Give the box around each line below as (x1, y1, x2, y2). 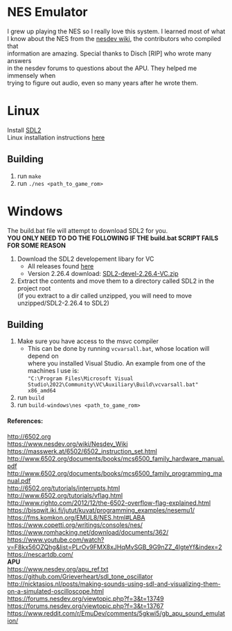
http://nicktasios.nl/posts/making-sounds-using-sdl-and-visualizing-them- (7, 580, 221, 588)
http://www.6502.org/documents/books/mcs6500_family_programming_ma (7, 469, 222, 477)
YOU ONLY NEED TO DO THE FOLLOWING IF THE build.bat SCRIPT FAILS (7, 234, 219, 242)
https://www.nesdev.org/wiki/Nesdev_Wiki (7, 440, 128, 448)
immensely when (7, 71, 56, 80)
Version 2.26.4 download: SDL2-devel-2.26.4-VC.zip (27, 269, 179, 277)
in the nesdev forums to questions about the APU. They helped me (7, 64, 197, 72)
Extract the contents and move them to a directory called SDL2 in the (17, 277, 215, 285)
